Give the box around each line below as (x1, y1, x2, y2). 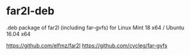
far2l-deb (6, 4, 55, 18)
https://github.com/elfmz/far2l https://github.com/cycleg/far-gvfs (6, 42, 168, 49)
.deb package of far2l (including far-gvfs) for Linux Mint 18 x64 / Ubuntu (6, 24, 185, 31)
